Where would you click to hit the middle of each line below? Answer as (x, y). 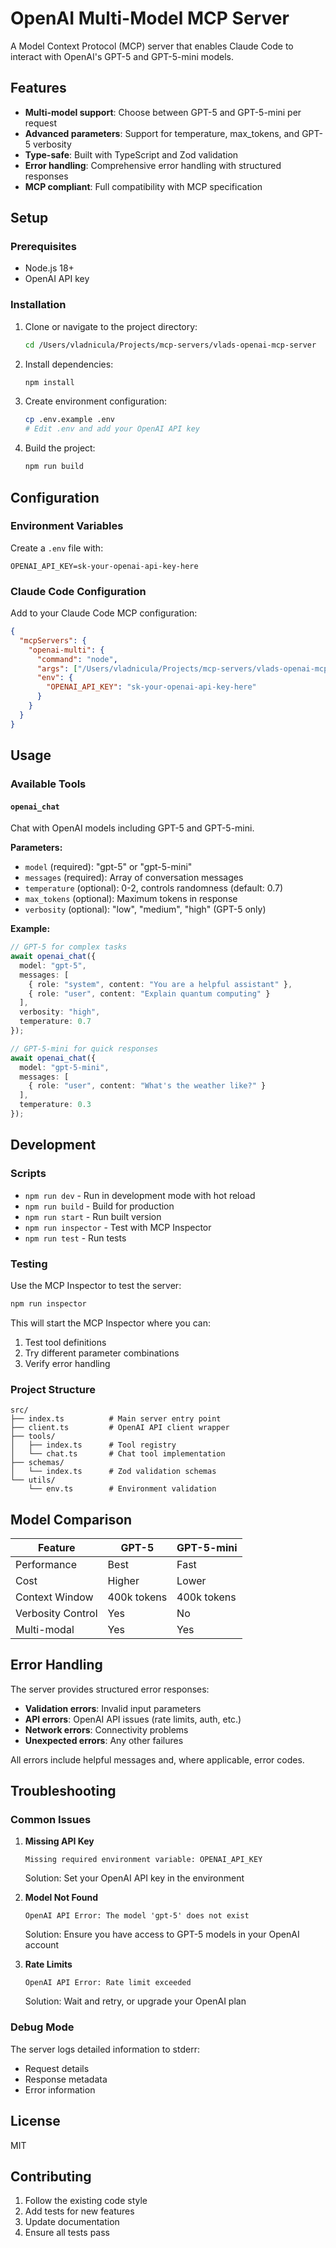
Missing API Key (59, 1841)
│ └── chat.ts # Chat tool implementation (118, 1454)
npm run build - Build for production (99, 1206)
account (42, 1945)
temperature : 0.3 (55, 1105)
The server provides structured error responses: (110, 1689)
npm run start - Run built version (93, 1216)
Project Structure (53, 1389)
